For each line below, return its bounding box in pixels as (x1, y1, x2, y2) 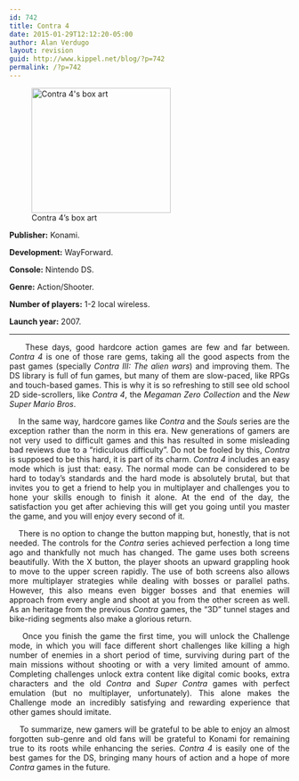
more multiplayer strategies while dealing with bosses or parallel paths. (9, 575, 290, 586)
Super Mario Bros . (9, 398, 77, 409)
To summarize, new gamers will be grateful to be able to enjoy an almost (19, 724, 290, 735)
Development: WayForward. (9, 246, 114, 257)
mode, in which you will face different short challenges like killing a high (9, 640, 290, 651)
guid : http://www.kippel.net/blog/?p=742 (9, 54, 166, 63)
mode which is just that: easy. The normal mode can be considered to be (9, 463, 290, 474)
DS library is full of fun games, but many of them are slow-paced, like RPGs (9, 370, 290, 380)
